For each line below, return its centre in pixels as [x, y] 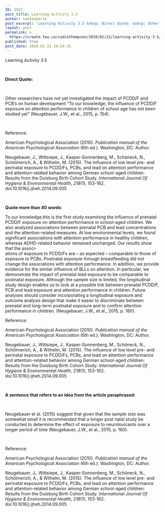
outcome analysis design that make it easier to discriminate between [74, 300]
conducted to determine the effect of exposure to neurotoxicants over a [78, 424]
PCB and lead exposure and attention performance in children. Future [75, 290]
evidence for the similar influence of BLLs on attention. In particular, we [77, 269]
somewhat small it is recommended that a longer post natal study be [74, 419]
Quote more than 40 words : [34, 207]
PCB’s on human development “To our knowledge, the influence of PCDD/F [81, 103]
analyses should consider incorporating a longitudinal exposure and [74, 295]
